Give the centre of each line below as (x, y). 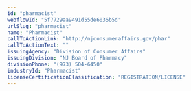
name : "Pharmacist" (35, 32)
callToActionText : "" (38, 45)
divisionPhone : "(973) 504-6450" (55, 64)
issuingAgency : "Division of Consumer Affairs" (77, 52)
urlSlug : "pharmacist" (40, 26)
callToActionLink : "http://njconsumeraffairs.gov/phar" (89, 39)
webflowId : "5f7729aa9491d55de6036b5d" (64, 20)
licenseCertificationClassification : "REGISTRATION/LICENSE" (97, 77)
